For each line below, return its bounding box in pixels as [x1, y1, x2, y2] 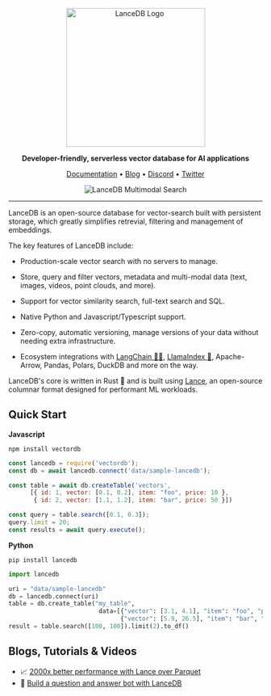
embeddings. [8, 225, 52, 234]
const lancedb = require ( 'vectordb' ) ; [8, 459, 139, 467]
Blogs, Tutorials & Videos [8, 644, 137, 658]
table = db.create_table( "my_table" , [8, 600, 135, 608]
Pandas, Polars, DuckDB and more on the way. [44, 360, 199, 370]
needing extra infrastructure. [19, 336, 116, 346]
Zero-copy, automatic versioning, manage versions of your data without [19, 328, 259, 337]
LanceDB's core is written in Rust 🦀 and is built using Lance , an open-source [8, 376, 263, 385]
